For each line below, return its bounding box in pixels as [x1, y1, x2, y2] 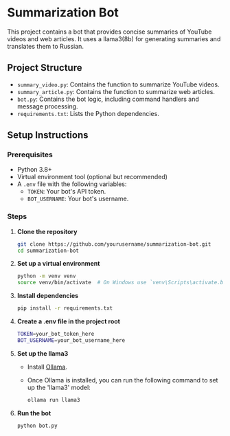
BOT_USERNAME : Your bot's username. [27, 194, 129, 203]
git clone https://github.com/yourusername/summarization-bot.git [16, 240, 211, 248]
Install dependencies [16, 292, 79, 300]
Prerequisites [7, 150, 53, 159]
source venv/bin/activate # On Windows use [16, 279, 147, 286]
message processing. [16, 102, 78, 111]
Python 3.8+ [16, 165, 53, 174]
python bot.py [16, 422, 58, 429]
